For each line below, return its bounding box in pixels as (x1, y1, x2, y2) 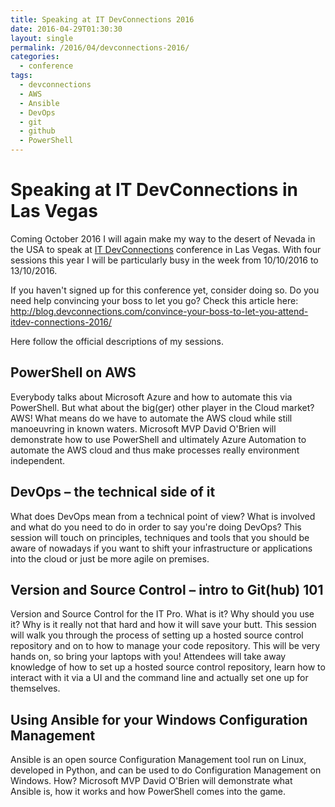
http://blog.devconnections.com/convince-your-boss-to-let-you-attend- (10, 305, 309, 317)
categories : (10, 52, 60, 62)
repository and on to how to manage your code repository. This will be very (10, 640, 321, 652)
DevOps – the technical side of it (10, 484, 216, 501)
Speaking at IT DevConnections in (10, 179, 298, 201)
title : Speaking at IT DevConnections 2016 (10, 14, 195, 25)
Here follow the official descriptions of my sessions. (10, 335, 224, 347)
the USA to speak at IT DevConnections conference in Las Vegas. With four (10, 243, 322, 255)
